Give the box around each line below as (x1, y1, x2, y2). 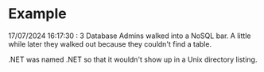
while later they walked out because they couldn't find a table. (8, 39, 212, 48)
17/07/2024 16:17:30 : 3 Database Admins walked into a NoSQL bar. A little (8, 31, 251, 40)
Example (8, 5, 67, 23)
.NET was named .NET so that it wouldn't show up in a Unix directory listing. (8, 55, 258, 64)
